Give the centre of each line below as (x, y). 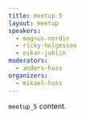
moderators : (28, 61)
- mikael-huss (39, 83)
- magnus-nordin (42, 38)
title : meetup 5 (35, 16)
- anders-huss (39, 68)
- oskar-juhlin (41, 53)
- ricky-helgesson (47, 46)
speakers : (25, 31)
